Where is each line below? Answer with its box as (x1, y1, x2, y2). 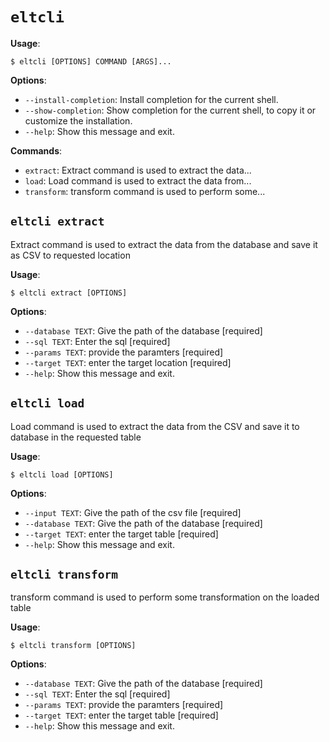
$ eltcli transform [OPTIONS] (10, 641, 137, 651)
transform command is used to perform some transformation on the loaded (10, 591, 320, 603)
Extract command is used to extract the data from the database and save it (10, 238, 318, 250)
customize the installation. (24, 114, 133, 127)
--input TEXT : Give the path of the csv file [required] (24, 506, 242, 518)
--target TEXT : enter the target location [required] (24, 356, 232, 368)
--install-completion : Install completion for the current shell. (24, 93, 279, 105)
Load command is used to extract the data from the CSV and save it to (10, 420, 300, 432)
